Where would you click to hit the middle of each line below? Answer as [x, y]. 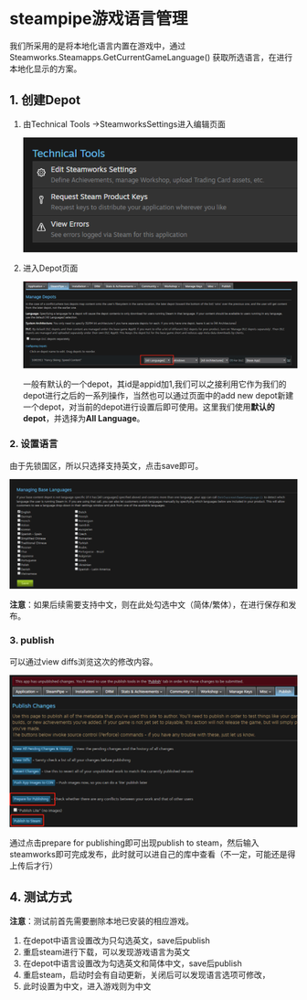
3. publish [32, 641]
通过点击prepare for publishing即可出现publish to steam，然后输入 [134, 843]
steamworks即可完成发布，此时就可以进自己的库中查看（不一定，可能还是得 [153, 854]
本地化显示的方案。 [46, 69]
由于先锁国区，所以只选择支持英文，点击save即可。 [106, 465]
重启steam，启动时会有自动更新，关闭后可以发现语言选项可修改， [147, 974]
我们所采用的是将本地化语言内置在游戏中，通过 [97, 46]
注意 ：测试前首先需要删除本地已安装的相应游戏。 [101, 920]
